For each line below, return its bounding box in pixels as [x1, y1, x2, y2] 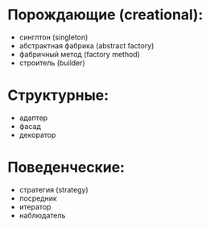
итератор [19, 201, 51, 211]
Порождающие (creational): [7, 6, 204, 24]
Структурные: [7, 86, 109, 105]
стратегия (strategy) [19, 184, 89, 194]
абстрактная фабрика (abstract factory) [19, 40, 154, 50]
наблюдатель [19, 210, 66, 220]
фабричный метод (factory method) [19, 49, 140, 59]
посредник [19, 193, 57, 203]
